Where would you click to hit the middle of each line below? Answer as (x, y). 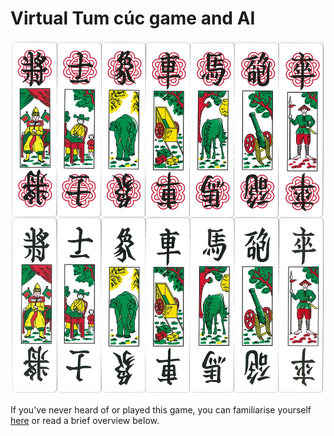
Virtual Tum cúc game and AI (133, 18)
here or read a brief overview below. (85, 420)
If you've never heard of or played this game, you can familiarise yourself (161, 409)
